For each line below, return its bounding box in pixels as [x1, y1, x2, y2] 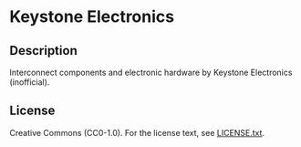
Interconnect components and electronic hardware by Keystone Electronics [9, 67, 293, 78]
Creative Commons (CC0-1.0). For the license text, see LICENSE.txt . [9, 127, 265, 138]
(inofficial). [9, 77, 50, 88]
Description [9, 43, 78, 58]
